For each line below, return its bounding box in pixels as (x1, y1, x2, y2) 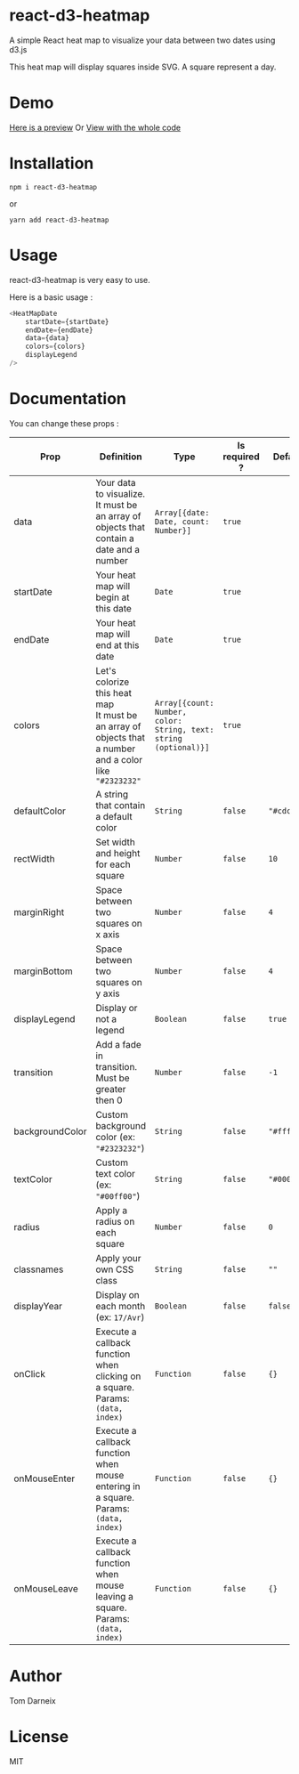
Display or (95, 1001, 138, 1014)
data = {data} (25, 334, 69, 343)
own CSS (95, 1263, 134, 1276)
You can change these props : (9, 417, 119, 428)
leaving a (95, 1590, 133, 1602)
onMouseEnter (13, 1472, 76, 1485)
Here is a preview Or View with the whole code (9, 122, 181, 133)
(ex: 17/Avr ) (95, 1310, 145, 1323)
